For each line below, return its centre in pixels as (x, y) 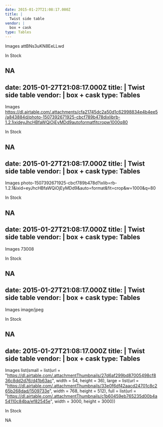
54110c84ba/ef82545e (28, 401)
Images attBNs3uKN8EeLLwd (35, 46)
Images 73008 (19, 249)
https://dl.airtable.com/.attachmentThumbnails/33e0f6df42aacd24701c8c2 (82, 386)
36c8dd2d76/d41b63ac (29, 381)
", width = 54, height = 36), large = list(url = (95, 381)
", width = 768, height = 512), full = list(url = (93, 391)
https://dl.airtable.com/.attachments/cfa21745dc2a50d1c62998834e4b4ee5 (81, 112)
